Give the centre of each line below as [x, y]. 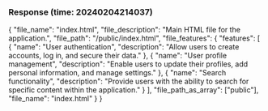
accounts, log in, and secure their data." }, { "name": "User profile [118, 56]
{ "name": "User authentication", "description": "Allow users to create [124, 47]
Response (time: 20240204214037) [81, 12]
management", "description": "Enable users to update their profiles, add [128, 64]
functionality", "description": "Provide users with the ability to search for [129, 81]
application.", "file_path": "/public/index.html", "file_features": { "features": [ [134, 38]
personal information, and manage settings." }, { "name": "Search [117, 73]
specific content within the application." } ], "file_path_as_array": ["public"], [134, 90]
